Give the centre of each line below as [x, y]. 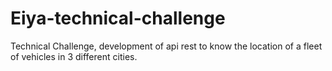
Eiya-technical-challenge [118, 18]
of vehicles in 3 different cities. [74, 56]
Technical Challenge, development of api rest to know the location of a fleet [166, 46]
